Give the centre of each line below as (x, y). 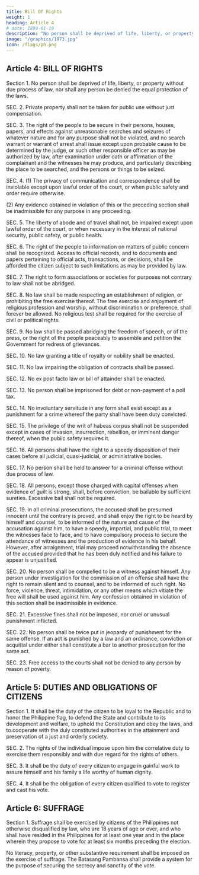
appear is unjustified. (32, 560)
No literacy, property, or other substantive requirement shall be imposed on (98, 853)
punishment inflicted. (32, 621)
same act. (18, 651)
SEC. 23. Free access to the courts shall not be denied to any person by (94, 663)
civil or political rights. (33, 320)
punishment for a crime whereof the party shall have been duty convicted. (97, 414)
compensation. (24, 113)
